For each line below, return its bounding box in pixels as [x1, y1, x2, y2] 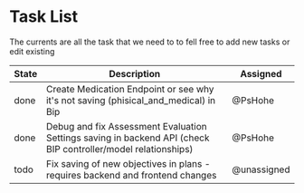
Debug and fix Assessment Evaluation [45, 120, 208, 132]
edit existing [9, 45, 55, 56]
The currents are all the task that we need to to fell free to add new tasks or [9, 36, 290, 47]
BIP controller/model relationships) [45, 142, 194, 155]
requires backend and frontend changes [45, 169, 217, 181]
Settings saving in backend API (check [45, 131, 210, 144]
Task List [9, 6, 79, 27]
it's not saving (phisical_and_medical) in [45, 93, 216, 106]
